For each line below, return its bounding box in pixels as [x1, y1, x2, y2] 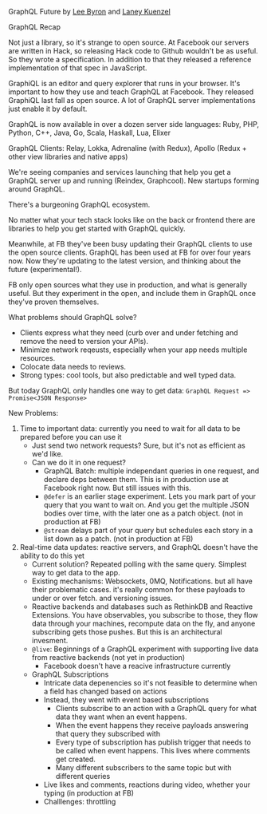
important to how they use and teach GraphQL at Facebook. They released [8, 87, 253, 97]
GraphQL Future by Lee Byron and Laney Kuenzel [8, 7, 171, 16]
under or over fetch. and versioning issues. [31, 594, 173, 603]
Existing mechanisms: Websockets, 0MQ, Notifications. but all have [31, 576, 253, 586]
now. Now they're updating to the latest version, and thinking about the [8, 256, 241, 266]
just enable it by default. [8, 104, 88, 113]
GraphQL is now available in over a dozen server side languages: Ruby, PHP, [8, 120, 260, 128]
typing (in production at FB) [43, 788, 134, 797]
